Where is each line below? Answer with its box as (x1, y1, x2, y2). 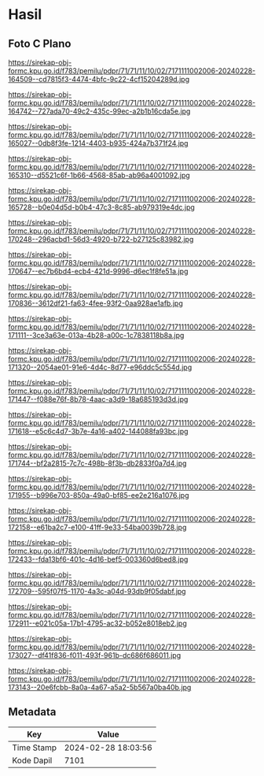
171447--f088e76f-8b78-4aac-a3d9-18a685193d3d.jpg (8, 395, 189, 403)
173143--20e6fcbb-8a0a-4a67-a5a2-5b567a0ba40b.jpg (8, 683, 192, 692)
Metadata (8, 705, 57, 718)
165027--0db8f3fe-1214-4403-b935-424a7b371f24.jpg (8, 139, 189, 147)
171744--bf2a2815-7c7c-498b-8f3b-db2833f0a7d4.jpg (8, 459, 187, 468)
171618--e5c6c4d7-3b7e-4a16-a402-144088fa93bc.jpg (8, 427, 189, 436)
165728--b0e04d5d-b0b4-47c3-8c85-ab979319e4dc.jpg (8, 202, 195, 212)
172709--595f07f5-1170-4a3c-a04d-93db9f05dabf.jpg (8, 587, 186, 596)
